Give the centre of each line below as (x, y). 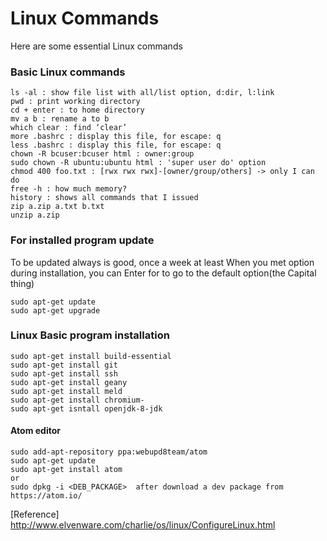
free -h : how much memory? (69, 189)
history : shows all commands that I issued (104, 198)
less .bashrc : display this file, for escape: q (116, 145)
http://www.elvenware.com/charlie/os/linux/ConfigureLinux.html (143, 525)
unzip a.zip (35, 215)
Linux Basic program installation (90, 335)
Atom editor (35, 431)
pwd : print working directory (75, 102)
